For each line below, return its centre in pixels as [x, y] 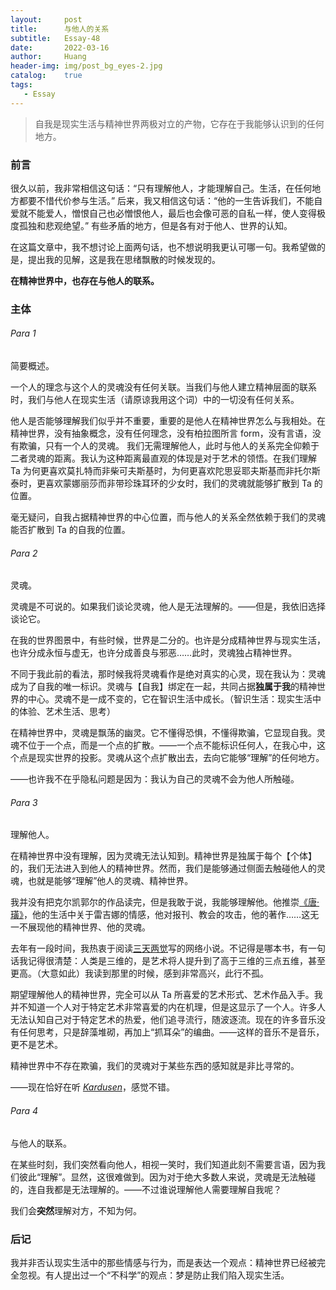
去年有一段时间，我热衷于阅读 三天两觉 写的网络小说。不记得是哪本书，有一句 [168, 948]
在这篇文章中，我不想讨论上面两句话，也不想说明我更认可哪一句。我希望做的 [168, 247]
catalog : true [46, 76]
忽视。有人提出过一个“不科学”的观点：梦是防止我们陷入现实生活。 [154, 1275]
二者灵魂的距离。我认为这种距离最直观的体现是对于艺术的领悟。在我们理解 [163, 458]
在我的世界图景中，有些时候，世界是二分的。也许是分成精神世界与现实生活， [168, 640]
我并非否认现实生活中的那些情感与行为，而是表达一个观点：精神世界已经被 [163, 1262]
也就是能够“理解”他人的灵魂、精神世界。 [110, 881]
